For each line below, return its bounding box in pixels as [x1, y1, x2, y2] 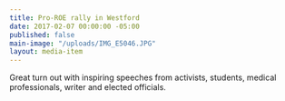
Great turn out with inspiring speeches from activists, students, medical [9, 72, 277, 83]
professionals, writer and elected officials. [9, 82, 166, 93]
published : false [9, 30, 75, 39]
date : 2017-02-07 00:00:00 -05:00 [9, 22, 141, 31]
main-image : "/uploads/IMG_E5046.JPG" [9, 38, 156, 48]
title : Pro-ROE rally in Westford [9, 13, 141, 23]
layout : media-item [9, 47, 84, 56]
